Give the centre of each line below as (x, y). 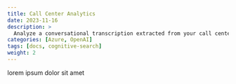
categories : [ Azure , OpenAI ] (50, 40)
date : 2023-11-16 (33, 20)
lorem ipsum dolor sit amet (46, 72)
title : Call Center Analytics (52, 14)
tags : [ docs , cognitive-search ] (54, 46)
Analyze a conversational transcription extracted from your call (113, 33)
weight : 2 (22, 53)
